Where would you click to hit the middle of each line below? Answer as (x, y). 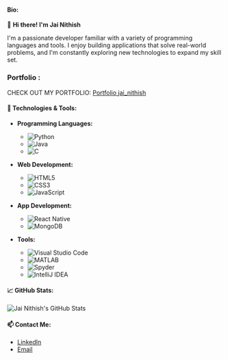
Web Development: (45, 164)
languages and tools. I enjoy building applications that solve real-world (107, 45)
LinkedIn (29, 342)
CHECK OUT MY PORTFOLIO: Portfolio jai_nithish (77, 92)
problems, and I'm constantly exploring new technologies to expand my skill (114, 53)
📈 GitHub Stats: (30, 290)
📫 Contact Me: (29, 324)
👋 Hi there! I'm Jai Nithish (44, 25)
